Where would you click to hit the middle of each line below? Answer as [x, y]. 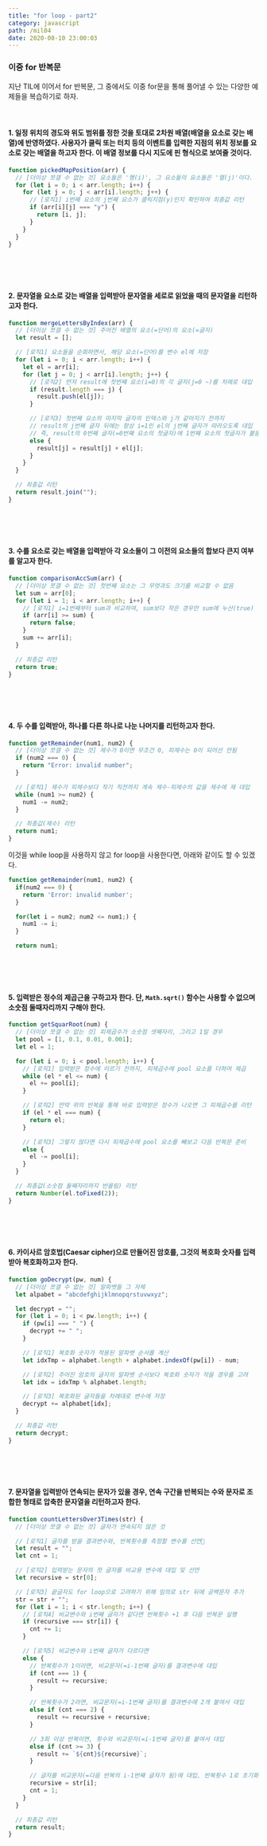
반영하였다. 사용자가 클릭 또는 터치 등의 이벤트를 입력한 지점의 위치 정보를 [137, 143]
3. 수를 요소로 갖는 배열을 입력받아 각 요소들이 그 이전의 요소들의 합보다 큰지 [124, 551]
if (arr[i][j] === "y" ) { [72, 207]
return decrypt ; [42, 1433]
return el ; [47, 1120]
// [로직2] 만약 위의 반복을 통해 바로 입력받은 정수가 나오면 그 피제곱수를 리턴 [137, 1105]
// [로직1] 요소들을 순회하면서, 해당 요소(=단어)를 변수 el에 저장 [112, 352]
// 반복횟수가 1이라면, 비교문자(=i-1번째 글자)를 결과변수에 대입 [123, 1666]
